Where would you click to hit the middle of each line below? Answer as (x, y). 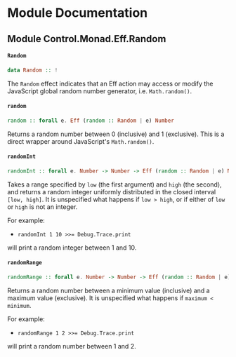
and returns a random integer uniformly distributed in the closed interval (112, 191)
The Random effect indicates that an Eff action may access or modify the (110, 83)
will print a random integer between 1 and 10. (72, 248)
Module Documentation (78, 13)
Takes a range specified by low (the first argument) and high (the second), (115, 184)
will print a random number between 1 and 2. (72, 346)
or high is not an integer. (42, 207)
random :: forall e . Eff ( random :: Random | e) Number (91, 121)
